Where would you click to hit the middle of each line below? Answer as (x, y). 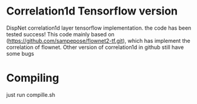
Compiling (33, 78)
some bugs (20, 53)
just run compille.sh (31, 94)
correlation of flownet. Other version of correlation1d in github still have (95, 47)
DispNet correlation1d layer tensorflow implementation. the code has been (99, 28)
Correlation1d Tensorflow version (92, 11)
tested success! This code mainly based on (61, 34)
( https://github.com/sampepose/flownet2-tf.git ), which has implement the (98, 41)
